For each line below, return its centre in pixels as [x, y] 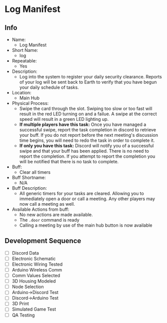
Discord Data [25, 253]
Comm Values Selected [36, 276]
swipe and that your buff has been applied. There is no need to [84, 151]
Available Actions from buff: [40, 209]
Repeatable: [24, 61]
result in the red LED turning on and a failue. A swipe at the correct [88, 114]
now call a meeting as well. [47, 204]
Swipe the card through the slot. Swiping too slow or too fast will [86, 109]
